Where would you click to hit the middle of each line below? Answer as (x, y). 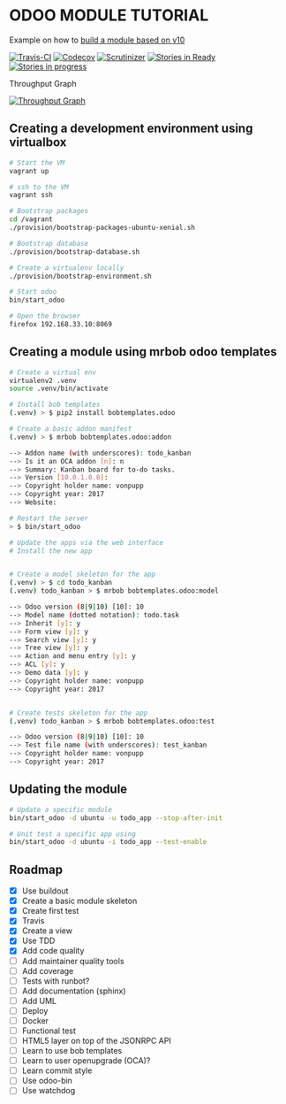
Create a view (47, 931)
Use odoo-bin (47, 1081)
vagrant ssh (31, 195)
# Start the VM (37, 163)
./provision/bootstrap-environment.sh (80, 276)
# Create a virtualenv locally (67, 268)
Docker (35, 1020)
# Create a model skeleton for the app (83, 575)
